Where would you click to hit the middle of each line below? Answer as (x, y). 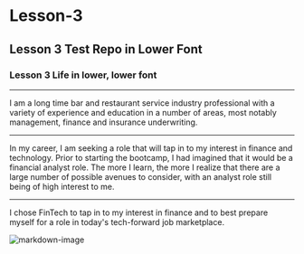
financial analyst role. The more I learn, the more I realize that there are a (145, 167)
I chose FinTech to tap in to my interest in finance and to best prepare (139, 212)
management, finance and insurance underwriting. (104, 122)
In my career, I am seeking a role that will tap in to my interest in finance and (151, 148)
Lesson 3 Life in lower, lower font (83, 75)
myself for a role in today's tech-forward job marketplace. (117, 221)
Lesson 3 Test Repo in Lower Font (106, 49)
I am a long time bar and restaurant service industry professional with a (142, 103)
